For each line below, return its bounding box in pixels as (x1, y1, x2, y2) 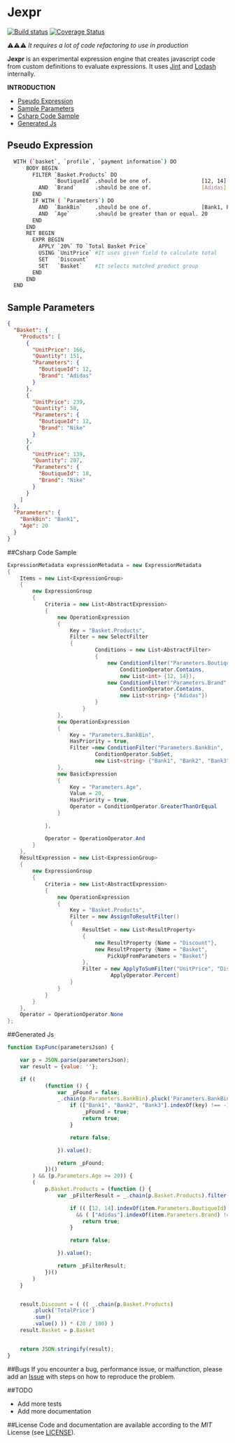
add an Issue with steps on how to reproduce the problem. (7, 1372, 176, 1381)
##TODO (7, 1385, 33, 1394)
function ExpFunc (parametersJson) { (7, 1044, 114, 1051)
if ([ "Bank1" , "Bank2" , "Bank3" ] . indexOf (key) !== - (69, 1102, 227, 1109)
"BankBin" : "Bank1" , (20, 516, 80, 523)
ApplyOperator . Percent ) (111, 972, 180, 979)
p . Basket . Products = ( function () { (44, 1185, 152, 1193)
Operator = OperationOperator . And (44, 834, 145, 842)
